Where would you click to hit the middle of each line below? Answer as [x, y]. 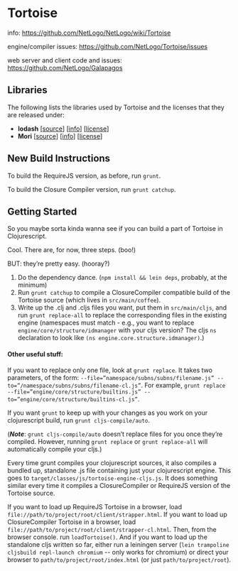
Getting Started [42, 211]
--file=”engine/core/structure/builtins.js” [74, 392]
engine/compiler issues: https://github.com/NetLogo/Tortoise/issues [108, 46]
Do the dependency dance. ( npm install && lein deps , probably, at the [122, 278]
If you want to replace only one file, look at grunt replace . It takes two [110, 370]
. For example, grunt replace [183, 385]
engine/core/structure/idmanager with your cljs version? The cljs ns [117, 330]
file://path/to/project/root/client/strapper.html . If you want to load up [117, 514]
